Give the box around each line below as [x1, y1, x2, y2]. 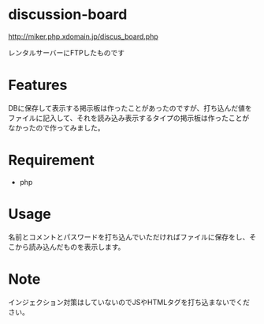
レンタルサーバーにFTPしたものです [8, 47, 125, 57]
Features [8, 77, 68, 94]
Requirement [8, 152, 95, 169]
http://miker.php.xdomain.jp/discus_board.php [8, 32, 159, 41]
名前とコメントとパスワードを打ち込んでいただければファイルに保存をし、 [8, 232, 250, 242]
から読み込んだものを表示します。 [14, 242, 125, 251]
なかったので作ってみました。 [8, 122, 105, 132]
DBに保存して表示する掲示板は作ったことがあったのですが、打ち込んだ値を [8, 103, 252, 112]
